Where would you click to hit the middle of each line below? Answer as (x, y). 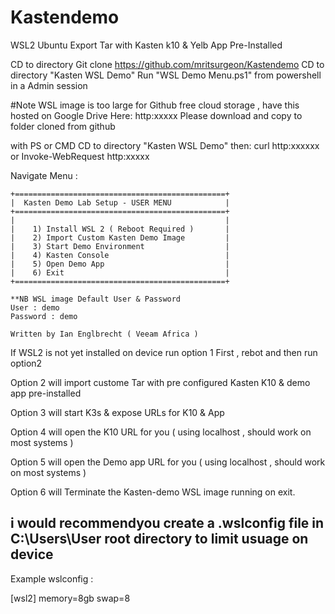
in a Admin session (49, 85)
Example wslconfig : (52, 578)
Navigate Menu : (44, 175)
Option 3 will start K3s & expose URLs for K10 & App (117, 412)
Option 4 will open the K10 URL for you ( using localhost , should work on (161, 432)
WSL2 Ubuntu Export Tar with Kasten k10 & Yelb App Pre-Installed (146, 45)
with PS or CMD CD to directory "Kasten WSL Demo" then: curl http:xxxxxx (165, 145)
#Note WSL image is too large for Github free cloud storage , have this (155, 105)
